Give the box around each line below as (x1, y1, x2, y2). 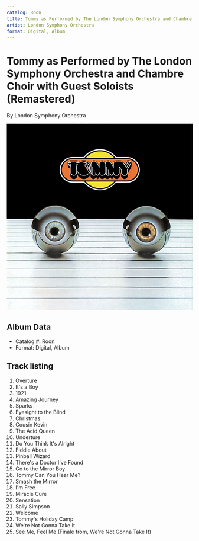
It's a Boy (15, 383, 38, 390)
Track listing (6, 361, 54, 372)
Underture (15, 433, 41, 441)
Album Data (6, 322, 51, 332)
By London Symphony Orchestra (6, 112, 86, 119)
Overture (15, 377, 37, 384)
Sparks (15, 402, 33, 409)
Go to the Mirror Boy (15, 465, 66, 472)
